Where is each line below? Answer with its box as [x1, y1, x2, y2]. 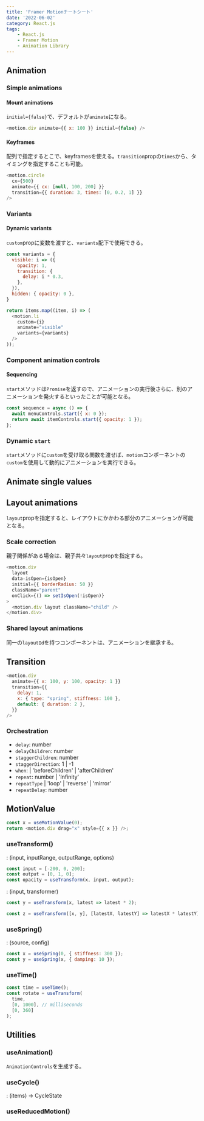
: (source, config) [6, 939, 50, 946]
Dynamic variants [6, 225, 52, 232]
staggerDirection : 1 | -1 [15, 760, 74, 768]
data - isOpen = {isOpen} [12, 576, 67, 582]
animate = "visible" [17, 324, 64, 331]
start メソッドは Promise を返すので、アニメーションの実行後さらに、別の [6, 385, 188, 393]
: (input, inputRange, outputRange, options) [6, 854, 114, 861]
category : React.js [6, 20, 56, 26]
